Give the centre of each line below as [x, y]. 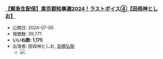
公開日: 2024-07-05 [33, 28]
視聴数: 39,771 [27, 34]
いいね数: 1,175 [27, 40]
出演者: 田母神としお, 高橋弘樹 [43, 46]
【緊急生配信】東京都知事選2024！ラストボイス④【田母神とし [81, 8]
